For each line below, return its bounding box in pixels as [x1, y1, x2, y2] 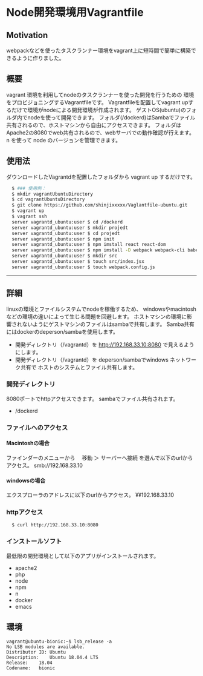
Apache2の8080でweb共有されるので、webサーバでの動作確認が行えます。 [6, 128, 195, 136]
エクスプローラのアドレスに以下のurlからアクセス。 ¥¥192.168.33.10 [6, 491, 174, 499]
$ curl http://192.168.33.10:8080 [11, 522, 98, 528]
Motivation [6, 30, 48, 40]
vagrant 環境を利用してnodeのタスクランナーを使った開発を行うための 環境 [6, 91, 195, 98]
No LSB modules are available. [6, 643, 85, 650]
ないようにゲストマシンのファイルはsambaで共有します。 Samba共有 [22, 320, 195, 328]
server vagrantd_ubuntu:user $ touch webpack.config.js [11, 264, 155, 270]
